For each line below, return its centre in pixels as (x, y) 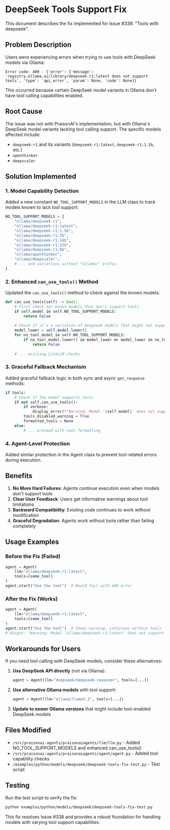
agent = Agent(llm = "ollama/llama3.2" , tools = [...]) (68, 699)
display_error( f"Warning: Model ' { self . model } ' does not (94, 412)
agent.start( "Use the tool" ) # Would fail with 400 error (69, 586)
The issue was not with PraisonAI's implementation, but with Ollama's (78, 123)
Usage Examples (32, 542)
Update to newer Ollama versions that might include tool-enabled (81, 709)
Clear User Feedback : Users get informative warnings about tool (80, 499)
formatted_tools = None (48, 421)
